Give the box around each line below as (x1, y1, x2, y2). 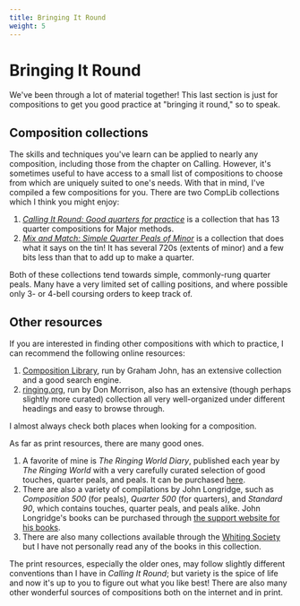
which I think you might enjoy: (9, 196, 120, 207)
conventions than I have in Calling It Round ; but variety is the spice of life (9, 568, 279, 579)
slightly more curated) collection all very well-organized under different (21, 394, 286, 404)
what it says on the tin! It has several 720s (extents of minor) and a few (21, 243, 284, 254)
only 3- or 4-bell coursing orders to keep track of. (9, 289, 193, 299)
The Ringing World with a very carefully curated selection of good (21, 465, 266, 476)
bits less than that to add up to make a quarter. (21, 252, 194, 263)
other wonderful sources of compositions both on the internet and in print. (9, 587, 284, 598)
